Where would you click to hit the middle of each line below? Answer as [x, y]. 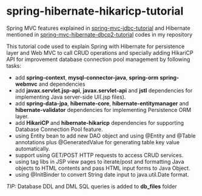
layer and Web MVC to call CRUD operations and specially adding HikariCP [100, 52]
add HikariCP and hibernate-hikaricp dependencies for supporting [99, 122]
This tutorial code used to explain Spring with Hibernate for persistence [96, 46]
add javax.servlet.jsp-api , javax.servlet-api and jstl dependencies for [104, 90]
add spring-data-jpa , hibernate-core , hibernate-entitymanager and [102, 103]
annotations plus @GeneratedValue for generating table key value [97, 142]
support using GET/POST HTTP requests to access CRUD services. [99, 155]
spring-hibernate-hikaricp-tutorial [95, 11]
